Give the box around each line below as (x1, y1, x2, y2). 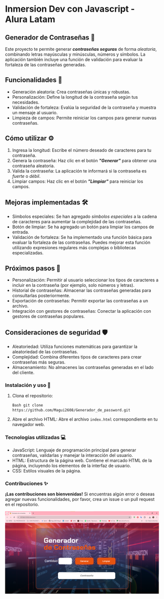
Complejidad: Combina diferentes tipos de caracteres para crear (12, 354, 142, 360)
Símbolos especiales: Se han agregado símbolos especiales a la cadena (12, 214, 157, 219)
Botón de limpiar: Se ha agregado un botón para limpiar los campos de (12, 224, 154, 230)
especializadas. (12, 250, 44, 256)
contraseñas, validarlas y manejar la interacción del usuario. (12, 452, 133, 458)
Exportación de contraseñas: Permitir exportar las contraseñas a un (12, 298, 148, 304)
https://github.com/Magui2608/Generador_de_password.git (12, 408, 131, 413)
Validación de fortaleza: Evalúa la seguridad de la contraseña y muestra (12, 104, 156, 110)
